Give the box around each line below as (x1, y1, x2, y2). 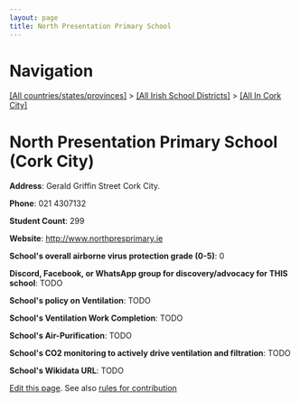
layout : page (9, 13, 59, 23)
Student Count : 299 (9, 216, 85, 227)
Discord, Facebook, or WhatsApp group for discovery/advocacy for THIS (9, 268, 288, 279)
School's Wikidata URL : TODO (9, 365, 125, 376)
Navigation (9, 61, 93, 81)
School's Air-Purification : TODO (9, 331, 133, 341)
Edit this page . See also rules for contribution (9, 383, 178, 394)
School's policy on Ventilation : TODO (9, 295, 152, 306)
